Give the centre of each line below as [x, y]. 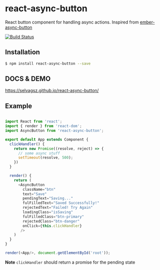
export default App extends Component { [47, 139]
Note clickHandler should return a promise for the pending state [70, 262]
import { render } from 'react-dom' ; [44, 126]
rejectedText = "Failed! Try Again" [58, 208]
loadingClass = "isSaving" [48, 212]
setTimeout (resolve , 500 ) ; [46, 158]
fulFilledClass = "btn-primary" [53, 217]
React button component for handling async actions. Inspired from [72, 22]
